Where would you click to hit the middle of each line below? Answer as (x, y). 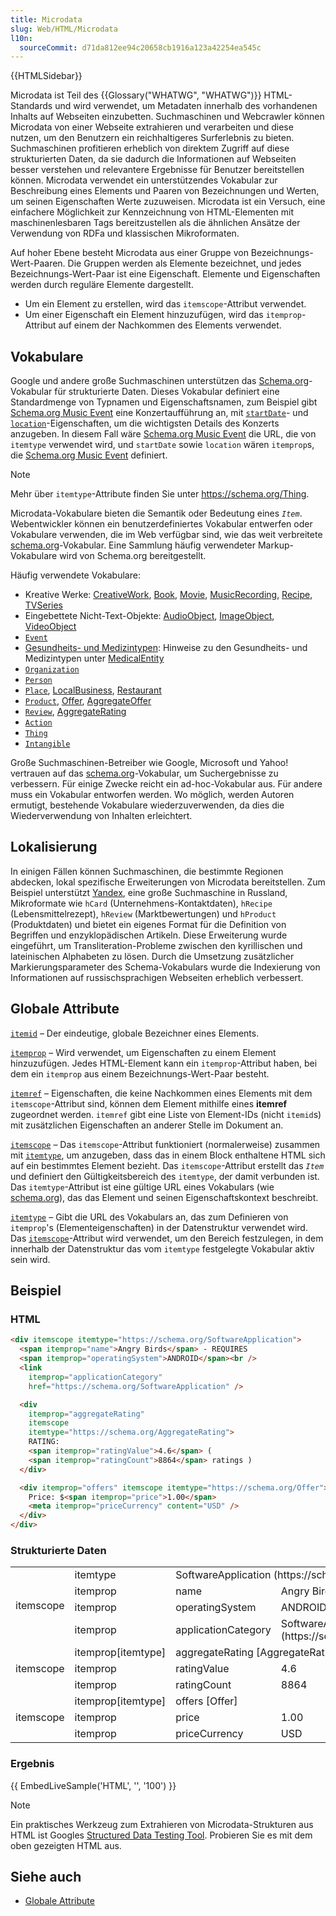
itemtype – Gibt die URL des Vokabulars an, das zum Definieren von (149, 1217)
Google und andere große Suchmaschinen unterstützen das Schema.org (160, 381)
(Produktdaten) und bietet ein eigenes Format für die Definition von (148, 924)
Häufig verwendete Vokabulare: (75, 575)
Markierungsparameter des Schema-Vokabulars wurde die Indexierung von (165, 967)
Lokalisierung (54, 847)
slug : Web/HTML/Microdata (64, 29)
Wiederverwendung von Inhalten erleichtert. (101, 816)
